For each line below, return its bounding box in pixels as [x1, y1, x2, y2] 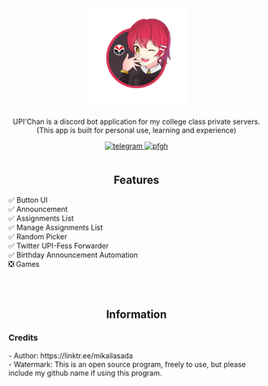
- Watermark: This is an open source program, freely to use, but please [8, 359, 246, 369]
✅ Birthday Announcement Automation [8, 250, 138, 260]
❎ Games [8, 259, 40, 269]
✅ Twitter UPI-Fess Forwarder [8, 240, 110, 250]
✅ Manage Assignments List [8, 222, 103, 232]
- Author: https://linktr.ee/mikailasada [8, 350, 133, 360]
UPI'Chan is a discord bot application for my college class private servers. [12, 116, 261, 126]
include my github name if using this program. [8, 368, 162, 378]
